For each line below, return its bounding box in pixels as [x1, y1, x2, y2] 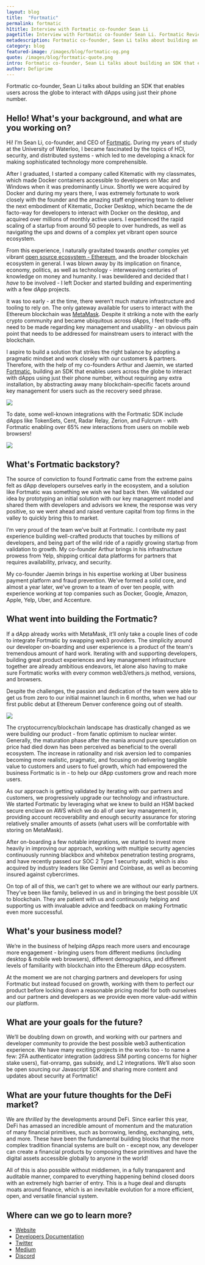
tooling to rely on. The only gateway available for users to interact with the [6, 304, 193, 311]
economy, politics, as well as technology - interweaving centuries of [6, 266, 178, 274]
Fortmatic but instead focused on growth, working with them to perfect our [6, 980, 195, 987]
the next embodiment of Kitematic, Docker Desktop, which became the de [6, 203, 193, 210]
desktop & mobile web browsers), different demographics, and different [6, 955, 187, 962]
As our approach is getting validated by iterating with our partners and [6, 787, 183, 794]
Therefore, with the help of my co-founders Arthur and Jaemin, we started [6, 361, 193, 369]
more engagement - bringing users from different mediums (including [6, 949, 181, 956]
